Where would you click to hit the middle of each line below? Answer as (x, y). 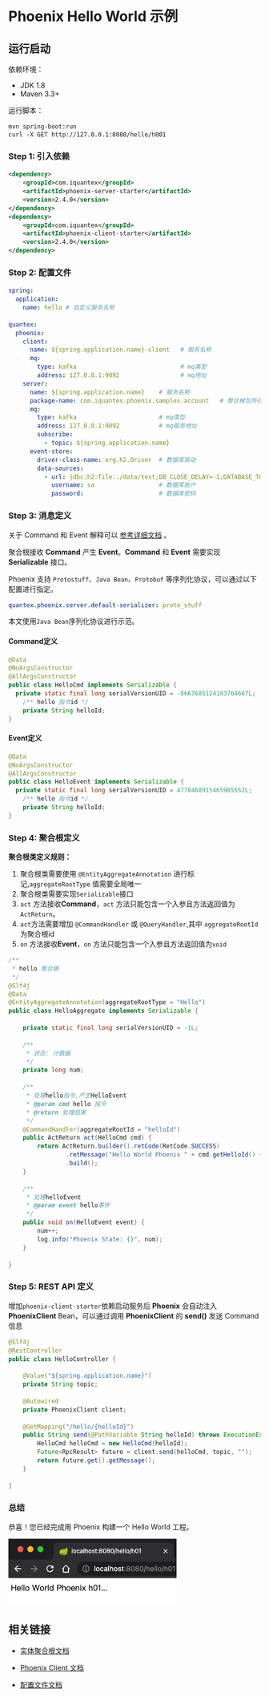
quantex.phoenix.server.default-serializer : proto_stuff (105, 605)
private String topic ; (60, 1384)
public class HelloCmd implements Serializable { (93, 685)
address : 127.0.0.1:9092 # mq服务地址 (117, 426)
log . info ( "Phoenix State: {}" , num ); (100, 1239)
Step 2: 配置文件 (40, 272)
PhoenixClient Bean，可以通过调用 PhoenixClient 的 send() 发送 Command (134, 1315)
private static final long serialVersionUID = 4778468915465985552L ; (134, 791)
